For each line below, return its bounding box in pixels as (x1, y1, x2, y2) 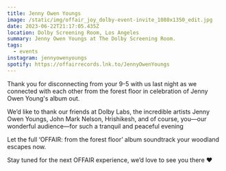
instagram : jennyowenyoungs (7, 55, 88, 62)
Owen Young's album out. (7, 94, 80, 103)
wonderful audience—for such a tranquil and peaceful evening (7, 122, 184, 130)
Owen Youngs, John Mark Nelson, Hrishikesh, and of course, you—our (7, 114, 207, 123)
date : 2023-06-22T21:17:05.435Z (7, 23, 99, 29)
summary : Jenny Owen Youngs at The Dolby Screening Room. (7, 36, 176, 42)
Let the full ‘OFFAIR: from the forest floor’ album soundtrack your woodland (7, 135, 220, 144)
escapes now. (7, 142, 47, 150)
